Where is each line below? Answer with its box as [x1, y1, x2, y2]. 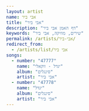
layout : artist [6, 8, 44, 15]
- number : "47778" [11, 80, 57, 86]
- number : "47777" [11, 58, 57, 63]
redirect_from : [6, 42, 44, 48]
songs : [6, 52, 22, 58]
